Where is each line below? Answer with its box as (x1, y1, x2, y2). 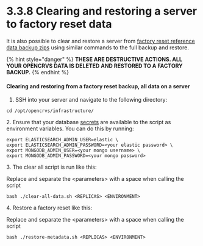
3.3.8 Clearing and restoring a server (6, 4, 197, 18)
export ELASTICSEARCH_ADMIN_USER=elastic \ (6, 137, 119, 143)
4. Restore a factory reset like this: (6, 204, 93, 211)
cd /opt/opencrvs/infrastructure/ (6, 108, 94, 114)
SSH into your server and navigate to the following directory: (15, 96, 168, 104)
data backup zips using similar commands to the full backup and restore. (6, 44, 189, 51)
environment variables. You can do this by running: (6, 125, 134, 132)
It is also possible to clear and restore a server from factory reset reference (6, 37, 195, 44)
